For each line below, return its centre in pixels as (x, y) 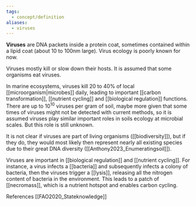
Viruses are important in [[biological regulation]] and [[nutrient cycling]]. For (98, 160)
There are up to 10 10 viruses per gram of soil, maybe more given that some (97, 105)
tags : (13, 11)
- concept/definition (38, 17)
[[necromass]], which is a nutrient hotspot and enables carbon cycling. (92, 185)
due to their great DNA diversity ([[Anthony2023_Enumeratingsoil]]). (89, 148)
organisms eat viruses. (34, 75)
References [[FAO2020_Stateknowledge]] (57, 196)
